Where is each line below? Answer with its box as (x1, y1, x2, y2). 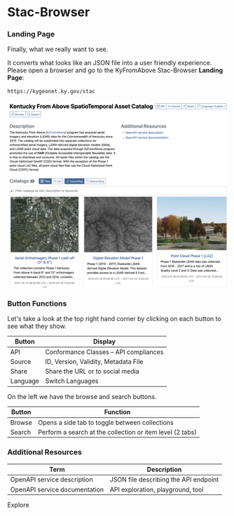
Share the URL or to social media (45, 367, 139, 376)
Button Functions (7, 299, 67, 308)
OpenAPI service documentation (10, 485, 104, 494)
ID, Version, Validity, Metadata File (45, 357, 144, 365)
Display (93, 337, 116, 346)
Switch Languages (45, 376, 99, 386)
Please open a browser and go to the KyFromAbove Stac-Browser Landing (7, 66, 223, 74)
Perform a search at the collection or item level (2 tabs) (38, 428, 198, 436)
